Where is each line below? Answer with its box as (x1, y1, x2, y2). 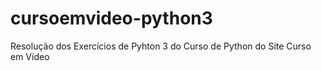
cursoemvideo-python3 (10, 7, 213, 30)
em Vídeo (10, 50, 50, 62)
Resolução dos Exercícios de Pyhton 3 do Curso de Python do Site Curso (10, 40, 312, 52)
